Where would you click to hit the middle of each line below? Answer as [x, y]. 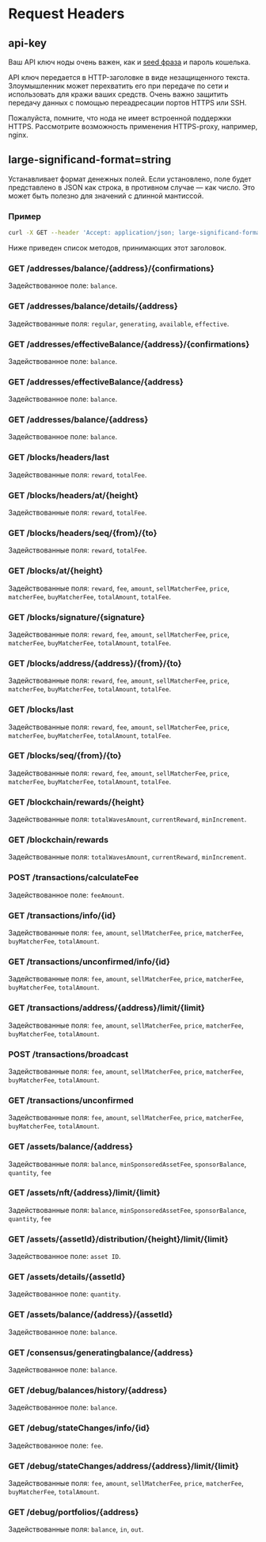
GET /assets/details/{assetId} [67, 1277]
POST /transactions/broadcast [68, 1054]
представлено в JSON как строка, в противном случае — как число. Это [132, 187]
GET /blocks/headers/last [59, 457]
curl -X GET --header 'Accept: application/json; [92, 233]
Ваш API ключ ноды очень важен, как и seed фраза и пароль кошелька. [129, 62]
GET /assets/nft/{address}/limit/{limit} [84, 1192]
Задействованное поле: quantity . [65, 1294]
